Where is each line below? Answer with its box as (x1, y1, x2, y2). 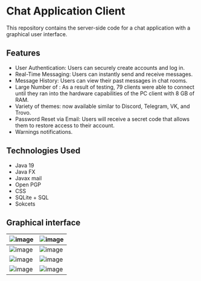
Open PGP (14, 181, 41, 188)
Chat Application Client (6, 4, 126, 18)
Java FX (14, 168, 36, 175)
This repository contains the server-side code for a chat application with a (6, 24, 191, 31)
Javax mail (14, 174, 42, 182)
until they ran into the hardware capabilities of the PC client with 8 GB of (14, 89, 195, 97)
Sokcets (14, 200, 36, 207)
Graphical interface (6, 217, 81, 227)
